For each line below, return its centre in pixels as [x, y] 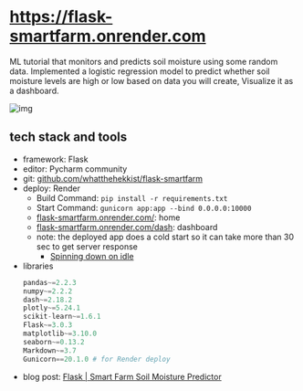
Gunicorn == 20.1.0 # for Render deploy [96, 359]
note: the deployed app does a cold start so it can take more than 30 [165, 237]
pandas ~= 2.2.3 [49, 282]
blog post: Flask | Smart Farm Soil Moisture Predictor [122, 376]
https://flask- [61, 17]
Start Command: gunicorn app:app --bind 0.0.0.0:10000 [144, 207]
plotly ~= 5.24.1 [52, 308]
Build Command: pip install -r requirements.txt [132, 197]
